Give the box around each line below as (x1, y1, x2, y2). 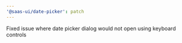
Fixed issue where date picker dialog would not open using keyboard (6, 25, 176, 32)
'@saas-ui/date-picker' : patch (6, 8, 84, 15)
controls (6, 31, 27, 38)
